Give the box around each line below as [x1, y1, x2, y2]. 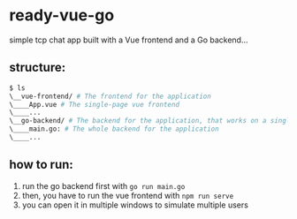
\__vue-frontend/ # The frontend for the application [9, 92, 212, 101]
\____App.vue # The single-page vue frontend [9, 100, 179, 109]
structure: [9, 60, 66, 75]
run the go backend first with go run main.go [21, 180, 186, 191]
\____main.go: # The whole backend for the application [9, 125, 219, 133]
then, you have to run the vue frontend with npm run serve [21, 190, 234, 200]
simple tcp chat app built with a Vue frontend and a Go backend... [9, 34, 249, 45]
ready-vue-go [9, 5, 115, 26]
